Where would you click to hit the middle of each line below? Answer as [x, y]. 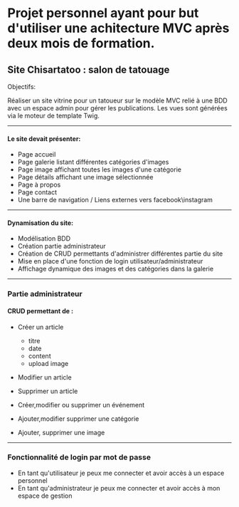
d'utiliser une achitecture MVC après [118, 28]
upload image [48, 363]
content [39, 356]
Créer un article [41, 327]
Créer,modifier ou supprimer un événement [81, 404]
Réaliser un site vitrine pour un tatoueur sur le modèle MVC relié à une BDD [117, 100]
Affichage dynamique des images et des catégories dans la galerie [116, 269]
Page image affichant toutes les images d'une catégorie [99, 169]
